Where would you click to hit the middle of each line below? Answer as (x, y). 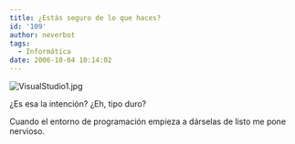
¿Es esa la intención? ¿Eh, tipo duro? (78, 104)
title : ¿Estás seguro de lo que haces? (85, 18)
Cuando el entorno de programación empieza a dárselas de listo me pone (147, 121)
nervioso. (27, 131)
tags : (20, 43)
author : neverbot (42, 35)
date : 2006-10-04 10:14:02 (61, 60)
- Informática (44, 52)
